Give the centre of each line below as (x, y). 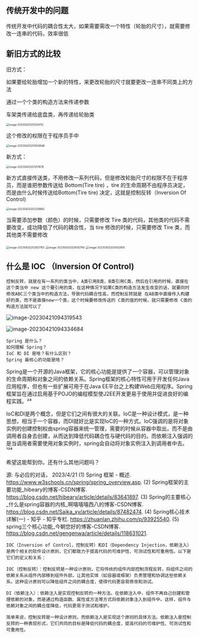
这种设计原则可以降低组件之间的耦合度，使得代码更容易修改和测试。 (85, 582)
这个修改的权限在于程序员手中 (42, 136)
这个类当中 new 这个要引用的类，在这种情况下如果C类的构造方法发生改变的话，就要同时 (98, 288)
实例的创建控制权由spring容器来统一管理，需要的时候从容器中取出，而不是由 (99, 428)
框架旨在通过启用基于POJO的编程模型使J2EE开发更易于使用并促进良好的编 (97, 394)
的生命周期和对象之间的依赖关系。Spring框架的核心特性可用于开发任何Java (98, 379)
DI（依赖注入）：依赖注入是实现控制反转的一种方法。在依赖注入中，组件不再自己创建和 (96, 594)
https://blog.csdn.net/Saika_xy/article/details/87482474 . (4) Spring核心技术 (98, 512)
